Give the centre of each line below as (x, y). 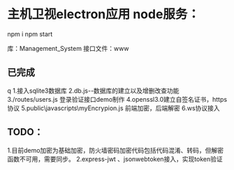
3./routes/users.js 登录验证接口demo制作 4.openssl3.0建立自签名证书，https (117, 99)
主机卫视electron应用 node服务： (104, 14)
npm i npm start (30, 34)
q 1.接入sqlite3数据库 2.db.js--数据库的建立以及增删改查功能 (93, 91)
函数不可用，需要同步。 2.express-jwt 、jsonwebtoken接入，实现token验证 (115, 159)
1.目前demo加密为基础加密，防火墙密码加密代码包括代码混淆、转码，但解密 (116, 150)
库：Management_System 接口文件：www (68, 48)
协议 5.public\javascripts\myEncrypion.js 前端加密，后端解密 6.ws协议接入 (114, 108)
